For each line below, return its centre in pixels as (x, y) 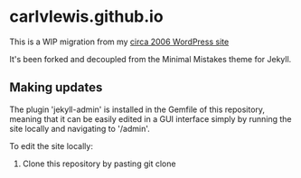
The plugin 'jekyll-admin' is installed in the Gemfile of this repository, (137, 109)
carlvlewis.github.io (87, 17)
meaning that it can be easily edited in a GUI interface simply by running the (150, 118)
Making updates (56, 88)
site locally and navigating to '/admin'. (80, 128)
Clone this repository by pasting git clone (99, 164)
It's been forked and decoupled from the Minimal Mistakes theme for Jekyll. (150, 59)
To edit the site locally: (51, 145)
